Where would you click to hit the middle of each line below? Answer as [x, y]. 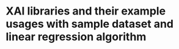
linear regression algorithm [76, 37]
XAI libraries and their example [86, 11]
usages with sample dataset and [90, 24]
